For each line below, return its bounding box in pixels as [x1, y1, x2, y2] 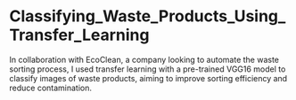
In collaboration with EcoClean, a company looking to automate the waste [9, 54, 279, 65]
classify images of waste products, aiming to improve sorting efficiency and [9, 73, 288, 83]
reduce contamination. [9, 82, 92, 93]
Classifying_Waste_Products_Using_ [9, 6, 286, 27]
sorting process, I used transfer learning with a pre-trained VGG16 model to [9, 64, 286, 74]
